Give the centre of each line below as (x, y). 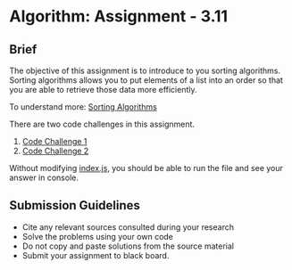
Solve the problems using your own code (98, 236)
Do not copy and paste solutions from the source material (128, 246)
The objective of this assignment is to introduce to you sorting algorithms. (145, 70)
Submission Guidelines (75, 205)
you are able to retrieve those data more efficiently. (103, 90)
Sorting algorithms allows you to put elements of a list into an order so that (146, 80)
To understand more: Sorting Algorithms (83, 107)
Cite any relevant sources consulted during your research (128, 227)
